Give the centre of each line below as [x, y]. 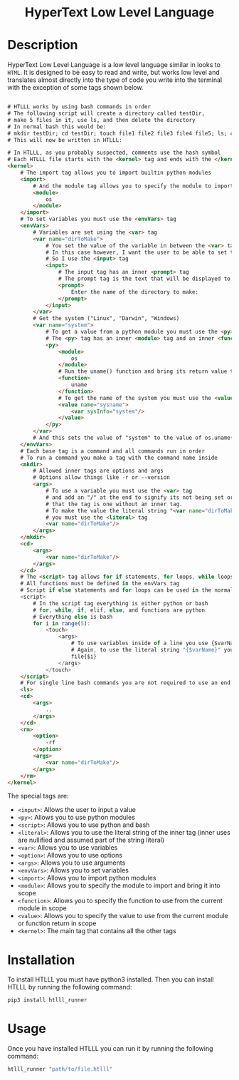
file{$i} [84, 657]
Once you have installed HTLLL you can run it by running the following [110, 1049]
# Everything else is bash [73, 617]
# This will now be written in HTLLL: [65, 140]
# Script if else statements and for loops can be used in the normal [127, 590]
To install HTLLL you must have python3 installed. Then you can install [111, 979]
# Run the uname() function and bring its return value [143, 371]
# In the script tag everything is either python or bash [121, 603]
